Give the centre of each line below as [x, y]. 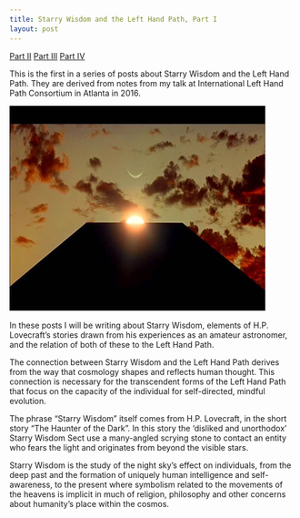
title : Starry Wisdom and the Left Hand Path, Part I [114, 19]
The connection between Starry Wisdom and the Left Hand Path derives [145, 362]
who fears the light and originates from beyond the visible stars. [129, 447]
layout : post [34, 29]
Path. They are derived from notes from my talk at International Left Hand [146, 83]
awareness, [31, 484]
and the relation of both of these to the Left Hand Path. [112, 344]
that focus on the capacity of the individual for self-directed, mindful [137, 391]
